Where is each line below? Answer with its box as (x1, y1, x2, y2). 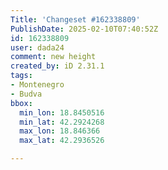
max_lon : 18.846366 (19, 126, 101, 136)
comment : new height (10, 52, 97, 62)
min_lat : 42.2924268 (19, 117, 105, 127)
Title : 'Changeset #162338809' (10, 14, 141, 25)
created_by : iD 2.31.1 (10, 61, 105, 71)
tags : (10, 71, 33, 81)
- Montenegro (10, 80, 65, 90)
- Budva (10, 89, 43, 99)
